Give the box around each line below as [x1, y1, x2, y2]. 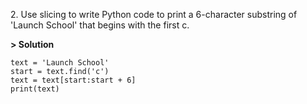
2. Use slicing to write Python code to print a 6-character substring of [10, 9, 298, 20]
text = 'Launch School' [10, 58, 110, 68]
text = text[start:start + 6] [10, 75, 137, 85]
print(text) [10, 84, 60, 94]
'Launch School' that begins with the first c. [10, 19, 190, 31]
